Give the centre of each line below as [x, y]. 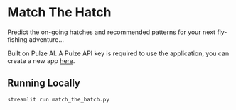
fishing [17, 39]
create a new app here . [41, 60]
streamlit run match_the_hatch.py [59, 99]
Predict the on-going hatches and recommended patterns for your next [111, 32]
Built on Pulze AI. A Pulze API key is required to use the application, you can [118, 53]
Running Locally [44, 83]
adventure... [47, 39]
